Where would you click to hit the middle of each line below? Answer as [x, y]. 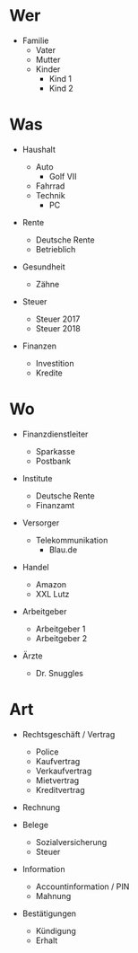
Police [47, 752]
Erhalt [47, 940]
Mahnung [53, 896]
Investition [55, 363]
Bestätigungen [49, 913]
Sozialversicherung [71, 842]
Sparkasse [56, 451]
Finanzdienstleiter [55, 434]
